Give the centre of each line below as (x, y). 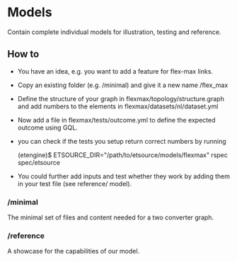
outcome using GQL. (47, 127)
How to (23, 54)
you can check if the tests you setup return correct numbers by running (122, 141)
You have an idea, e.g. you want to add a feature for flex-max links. (115, 71)
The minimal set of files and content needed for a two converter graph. (111, 217)
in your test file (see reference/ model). (75, 183)
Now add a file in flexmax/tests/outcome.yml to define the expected (116, 120)
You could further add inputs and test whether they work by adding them (123, 176)
